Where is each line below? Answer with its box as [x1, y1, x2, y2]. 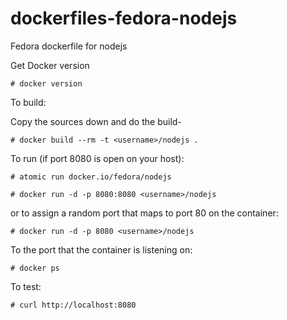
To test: [10, 280, 42, 292]
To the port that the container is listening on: [10, 243, 193, 256]
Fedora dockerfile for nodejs [10, 40, 128, 52]
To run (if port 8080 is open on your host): [10, 152, 185, 164]
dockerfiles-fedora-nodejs [10, 7, 238, 30]
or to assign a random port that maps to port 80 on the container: [10, 207, 279, 219]
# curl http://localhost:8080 [10, 300, 137, 310]
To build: [10, 96, 47, 108]
